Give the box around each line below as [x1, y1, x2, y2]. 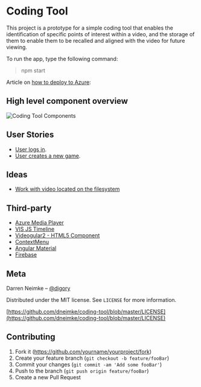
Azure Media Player [14, 219, 65, 226]
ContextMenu [14, 238, 49, 246]
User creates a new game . [14, 152, 81, 159]
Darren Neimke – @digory [6, 285, 71, 292]
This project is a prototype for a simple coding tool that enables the [6, 24, 173, 31]
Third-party [6, 203, 52, 213]
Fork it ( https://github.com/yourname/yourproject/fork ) [14, 348, 152, 355]
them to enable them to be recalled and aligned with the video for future [6, 37, 185, 44]
